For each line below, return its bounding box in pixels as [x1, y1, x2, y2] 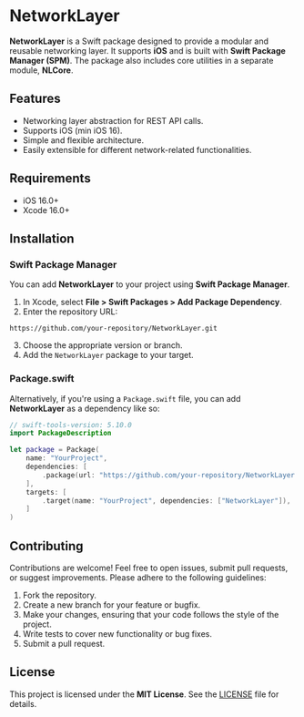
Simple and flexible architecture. [22, 134, 144, 146]
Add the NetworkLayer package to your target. [22, 350, 194, 361]
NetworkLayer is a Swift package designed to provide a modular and [9, 36, 269, 46]
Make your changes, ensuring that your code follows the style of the [22, 609, 279, 620]
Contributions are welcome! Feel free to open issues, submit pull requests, [9, 562, 289, 573]
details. [9, 698, 37, 709]
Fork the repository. [22, 589, 97, 600]
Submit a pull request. [22, 638, 106, 649]
